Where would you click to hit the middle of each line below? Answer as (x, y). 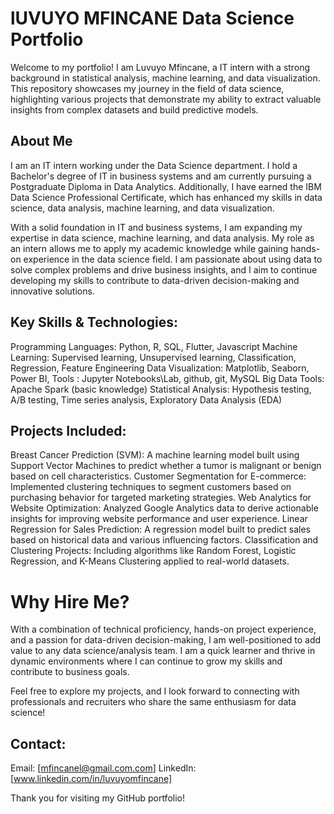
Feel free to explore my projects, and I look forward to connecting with (155, 691)
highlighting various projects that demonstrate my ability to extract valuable (166, 99)
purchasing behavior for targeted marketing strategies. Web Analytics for (161, 498)
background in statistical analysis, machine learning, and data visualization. (165, 78)
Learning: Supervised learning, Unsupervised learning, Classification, (153, 357)
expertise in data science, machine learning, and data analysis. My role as (162, 238)
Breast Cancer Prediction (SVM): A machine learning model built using (155, 455)
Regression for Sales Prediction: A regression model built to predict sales (160, 529)
